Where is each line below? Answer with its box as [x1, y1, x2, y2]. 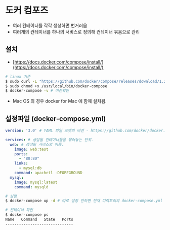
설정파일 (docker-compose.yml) [5, 114, 106, 123]
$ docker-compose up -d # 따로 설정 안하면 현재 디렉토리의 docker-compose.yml [5, 199, 163, 204]
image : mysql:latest [14, 180, 58, 185]
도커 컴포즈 [5, 5, 49, 16]
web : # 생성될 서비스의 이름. [10, 142, 64, 147]
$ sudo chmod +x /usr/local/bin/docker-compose [5, 83, 108, 89]
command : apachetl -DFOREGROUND [14, 171, 82, 176]
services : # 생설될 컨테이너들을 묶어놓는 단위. [5, 137, 94, 142]
